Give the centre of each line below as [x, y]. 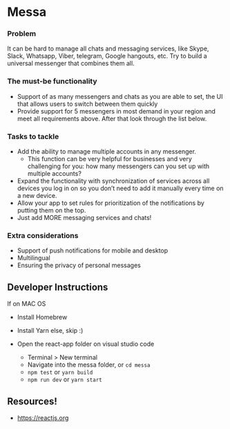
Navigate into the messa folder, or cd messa [89, 365]
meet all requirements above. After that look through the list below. [112, 118]
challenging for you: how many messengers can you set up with [118, 166]
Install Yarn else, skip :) [50, 331]
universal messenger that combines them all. [71, 64]
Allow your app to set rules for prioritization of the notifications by [111, 203]
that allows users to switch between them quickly [87, 104]
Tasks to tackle [33, 136]
